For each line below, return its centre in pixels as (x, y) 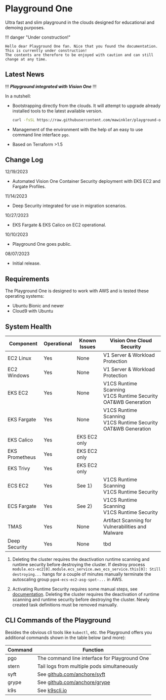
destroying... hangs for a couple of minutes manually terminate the (82, 574)
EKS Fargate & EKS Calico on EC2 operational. (59, 225)
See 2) (84, 506)
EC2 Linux (20, 358)
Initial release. (26, 264)
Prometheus (22, 457)
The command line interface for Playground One (93, 658)
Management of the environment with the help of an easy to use (78, 129)
